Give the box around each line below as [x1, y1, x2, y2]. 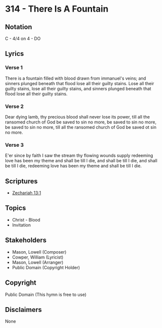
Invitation [12, 222, 31, 228]
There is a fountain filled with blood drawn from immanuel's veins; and [5, 75, 146, 81]
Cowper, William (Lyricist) [12, 254, 64, 260]
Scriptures [5, 177, 38, 185]
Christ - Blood [12, 217, 40, 223]
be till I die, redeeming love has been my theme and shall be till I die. [5, 163, 142, 169]
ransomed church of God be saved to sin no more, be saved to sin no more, [5, 119, 157, 125]
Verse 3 [5, 141, 24, 148]
